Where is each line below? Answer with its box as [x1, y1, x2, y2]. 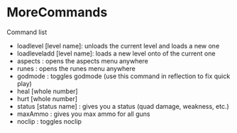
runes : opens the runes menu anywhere [16, 64, 136, 73]
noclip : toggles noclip [16, 117, 82, 125]
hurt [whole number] [16, 94, 78, 103]
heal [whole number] [16, 87, 79, 95]
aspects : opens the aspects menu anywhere [16, 56, 148, 65]
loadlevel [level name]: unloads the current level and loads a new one [16, 41, 220, 50]
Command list [6, 28, 48, 36]
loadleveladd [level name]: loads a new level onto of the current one [16, 49, 216, 58]
